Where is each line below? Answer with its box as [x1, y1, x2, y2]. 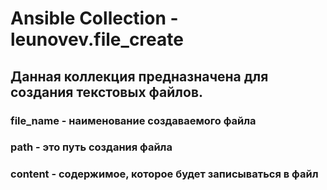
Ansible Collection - [10, 7, 179, 30]
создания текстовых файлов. [10, 83, 204, 101]
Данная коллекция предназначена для [10, 68, 269, 85]
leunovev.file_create [10, 28, 184, 51]
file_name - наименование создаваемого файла [10, 113, 257, 127]
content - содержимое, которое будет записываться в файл [10, 167, 319, 181]
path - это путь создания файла [10, 140, 173, 154]
